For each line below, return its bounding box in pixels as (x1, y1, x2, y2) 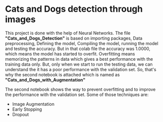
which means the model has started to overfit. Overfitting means (5, 50, 136, 57)
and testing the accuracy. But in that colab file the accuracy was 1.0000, (5, 46, 151, 51)
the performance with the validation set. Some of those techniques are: (5, 92, 149, 98)
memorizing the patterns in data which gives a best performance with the (5, 56, 153, 62)
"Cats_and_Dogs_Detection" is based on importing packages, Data (5, 35, 143, 41)
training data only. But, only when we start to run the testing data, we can (5, 61, 153, 67)
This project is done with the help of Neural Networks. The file (5, 30, 131, 36)
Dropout (12, 111, 29, 117)
